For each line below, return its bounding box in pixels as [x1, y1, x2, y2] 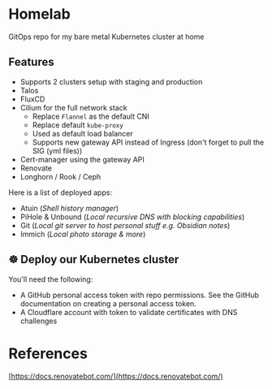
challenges [19, 316, 58, 326]
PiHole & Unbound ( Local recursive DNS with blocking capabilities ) [19, 212, 245, 222]
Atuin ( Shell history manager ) [19, 203, 119, 213]
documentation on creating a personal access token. [19, 298, 196, 309]
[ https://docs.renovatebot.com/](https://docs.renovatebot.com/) [8, 371, 223, 381]
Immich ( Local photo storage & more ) [19, 229, 146, 239]
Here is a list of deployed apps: [8, 188, 112, 197]
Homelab [8, 5, 71, 24]
